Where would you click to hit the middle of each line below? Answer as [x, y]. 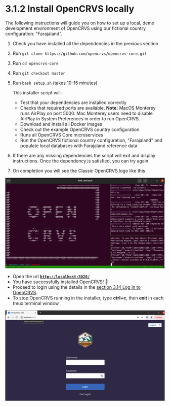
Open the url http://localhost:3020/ [51, 276]
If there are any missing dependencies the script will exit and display [84, 155]
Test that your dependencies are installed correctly [73, 103]
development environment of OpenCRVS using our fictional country [76, 28]
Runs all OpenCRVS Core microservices [62, 134]
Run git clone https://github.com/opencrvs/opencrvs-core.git [80, 53]
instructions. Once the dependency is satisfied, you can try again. [81, 161]
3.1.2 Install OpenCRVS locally [70, 9]
